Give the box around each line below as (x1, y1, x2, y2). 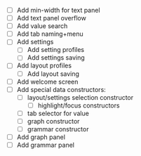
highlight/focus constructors (37, 101, 120, 110)
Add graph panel (16, 133, 66, 141)
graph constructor (27, 117, 80, 125)
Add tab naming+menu (16, 30, 83, 38)
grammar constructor (27, 124, 89, 133)
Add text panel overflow (16, 14, 87, 22)
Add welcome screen (16, 77, 79, 86)
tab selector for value (27, 109, 89, 117)
